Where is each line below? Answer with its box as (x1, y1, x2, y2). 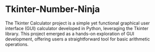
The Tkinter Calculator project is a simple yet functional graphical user (5, 20, 150, 26)
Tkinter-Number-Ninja (5, 3, 100, 15)
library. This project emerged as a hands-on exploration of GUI (5, 30, 134, 36)
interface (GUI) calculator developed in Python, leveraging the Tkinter (5, 25, 148, 31)
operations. (5, 41, 29, 47)
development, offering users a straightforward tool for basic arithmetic (5, 36, 150, 42)
